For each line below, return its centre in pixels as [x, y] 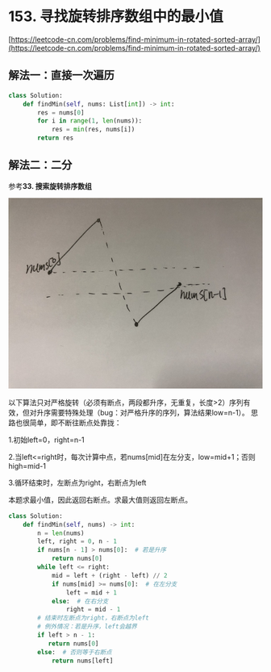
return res [56, 138]
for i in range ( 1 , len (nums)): [90, 121]
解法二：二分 [40, 165]
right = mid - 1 [93, 610]
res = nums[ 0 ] [61, 113]
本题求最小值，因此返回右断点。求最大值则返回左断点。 [100, 499]
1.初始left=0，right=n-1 [46, 440]
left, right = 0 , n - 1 [77, 541]
